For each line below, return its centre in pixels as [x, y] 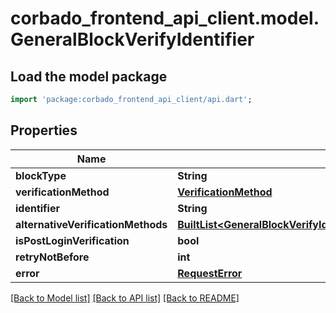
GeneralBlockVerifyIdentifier [132, 39]
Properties [44, 130]
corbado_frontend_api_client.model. [165, 18]
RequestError [210, 273]
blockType [41, 175]
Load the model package [89, 76]
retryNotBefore [52, 257]
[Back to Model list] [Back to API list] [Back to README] [125, 298]
